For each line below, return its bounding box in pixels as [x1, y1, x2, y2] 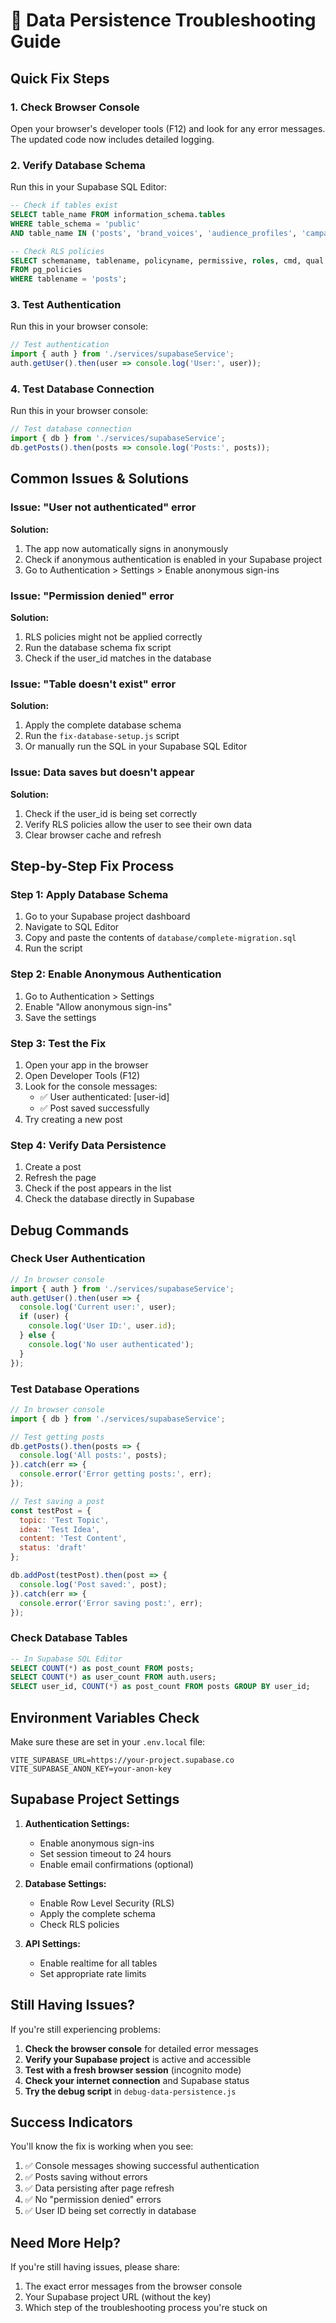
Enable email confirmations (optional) [39, 1858, 194, 1870]
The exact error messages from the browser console [24, 2280, 243, 2293]
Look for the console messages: [24, 1080, 158, 1092]
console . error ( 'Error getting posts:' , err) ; [19, 1469, 213, 1479]
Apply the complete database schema [24, 719, 182, 731]
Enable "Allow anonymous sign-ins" [24, 1000, 173, 1013]
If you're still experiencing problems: [10, 2023, 162, 2035]
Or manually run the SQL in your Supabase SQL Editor [24, 740, 248, 753]
